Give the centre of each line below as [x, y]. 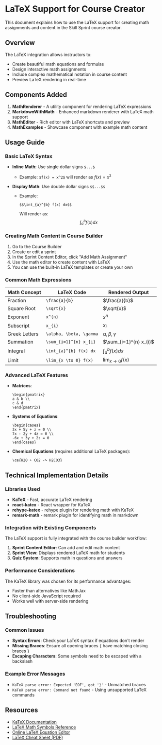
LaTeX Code [72, 292]
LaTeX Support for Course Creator [75, 9]
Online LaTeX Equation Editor [41, 732]
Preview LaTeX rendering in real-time [49, 79]
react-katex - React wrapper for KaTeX [51, 505]
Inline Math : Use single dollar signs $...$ [54, 167]
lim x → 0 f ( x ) [116, 360]
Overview [20, 43]
